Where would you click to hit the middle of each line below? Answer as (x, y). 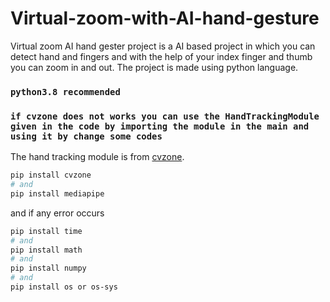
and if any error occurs (57, 213)
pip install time (46, 231)
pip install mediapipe (57, 193)
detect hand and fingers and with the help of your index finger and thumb (161, 56)
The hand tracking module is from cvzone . (97, 157)
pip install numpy (48, 268)
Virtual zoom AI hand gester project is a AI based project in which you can (163, 46)
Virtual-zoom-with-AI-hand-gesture (165, 18)
